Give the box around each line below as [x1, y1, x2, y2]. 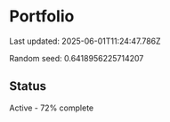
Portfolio [9, 6, 75, 27]
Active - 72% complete [9, 102, 94, 113]
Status [9, 78, 47, 94]
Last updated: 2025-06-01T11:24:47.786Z [9, 36, 162, 46]
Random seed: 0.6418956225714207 [9, 53, 144, 63]
